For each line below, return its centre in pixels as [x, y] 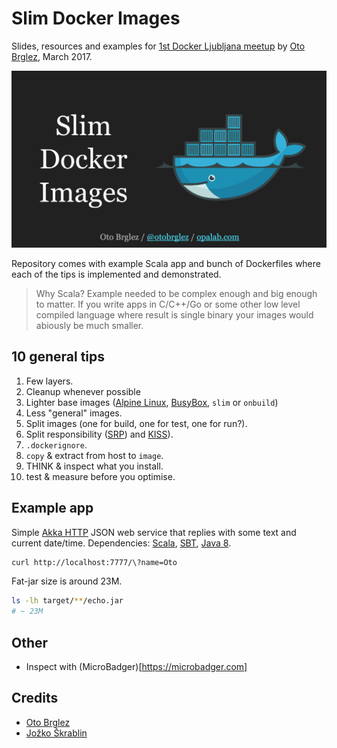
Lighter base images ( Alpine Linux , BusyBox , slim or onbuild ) [152, 402]
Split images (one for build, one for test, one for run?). [136, 423]
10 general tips [58, 357]
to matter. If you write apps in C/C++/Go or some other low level [168, 304]
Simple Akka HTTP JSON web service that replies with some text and [154, 532]
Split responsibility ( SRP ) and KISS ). [99, 434]
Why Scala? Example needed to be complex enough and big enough [176, 293]
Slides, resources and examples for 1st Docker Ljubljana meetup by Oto [158, 46]
